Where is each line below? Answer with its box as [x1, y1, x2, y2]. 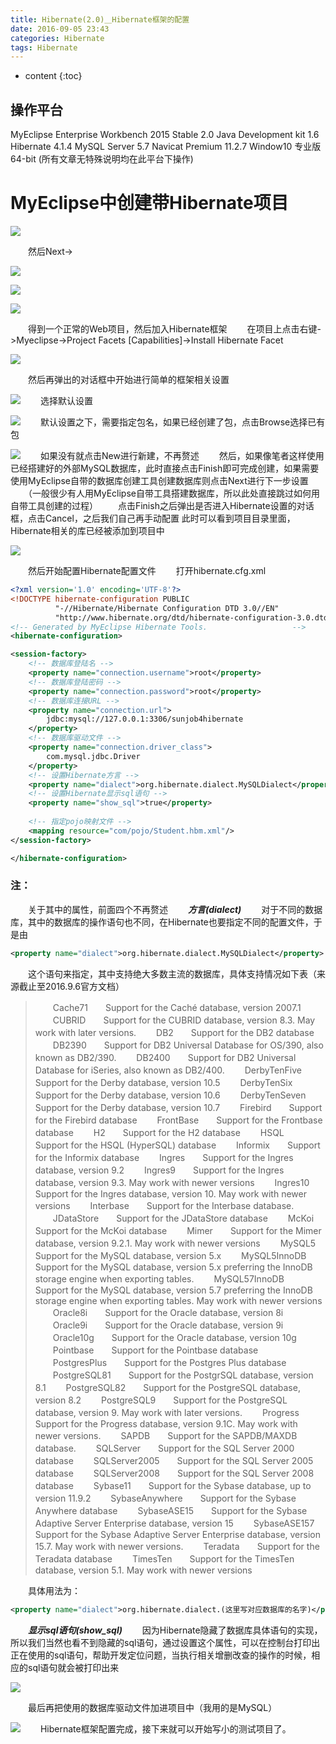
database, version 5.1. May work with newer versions [34, 1564, 253, 1576]
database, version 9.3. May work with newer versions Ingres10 [34, 1176, 310, 1188]
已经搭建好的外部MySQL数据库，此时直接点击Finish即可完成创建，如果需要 [10, 462, 320, 474]
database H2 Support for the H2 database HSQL [34, 1126, 285, 1138]
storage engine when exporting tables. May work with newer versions [34, 1294, 323, 1306]
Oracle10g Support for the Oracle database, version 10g [52, 1331, 297, 1343]
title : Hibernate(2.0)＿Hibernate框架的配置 [10, 14, 190, 25]
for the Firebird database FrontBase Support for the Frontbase [34, 1114, 323, 1126]
